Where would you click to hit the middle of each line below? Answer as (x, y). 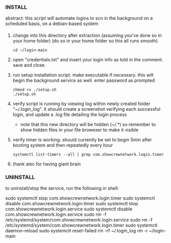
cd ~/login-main (30, 50)
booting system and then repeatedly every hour (63, 145)
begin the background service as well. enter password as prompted (84, 80)
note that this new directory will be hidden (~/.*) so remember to (88, 124)
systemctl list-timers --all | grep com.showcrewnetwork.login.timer (88, 154)
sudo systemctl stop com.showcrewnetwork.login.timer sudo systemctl (80, 198)
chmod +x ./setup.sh (34, 90)
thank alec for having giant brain (47, 164)
